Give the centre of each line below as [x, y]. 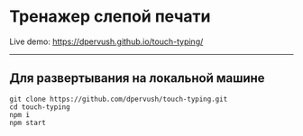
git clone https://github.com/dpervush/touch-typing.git [119, 99]
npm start [28, 122]
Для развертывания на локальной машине [137, 78]
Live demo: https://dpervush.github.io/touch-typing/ [106, 41]
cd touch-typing [40, 107]
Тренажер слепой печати [110, 17]
